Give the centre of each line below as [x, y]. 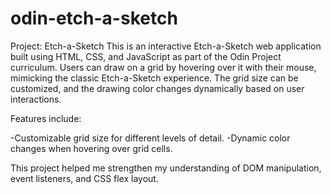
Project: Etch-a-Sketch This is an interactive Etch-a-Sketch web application [166, 46]
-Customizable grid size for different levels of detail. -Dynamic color [150, 138]
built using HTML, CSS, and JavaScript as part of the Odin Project [146, 56]
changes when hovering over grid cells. [91, 148]
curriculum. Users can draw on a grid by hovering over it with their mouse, [163, 67]
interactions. [36, 99]
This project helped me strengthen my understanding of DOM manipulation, [166, 168]
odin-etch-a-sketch [94, 18]
